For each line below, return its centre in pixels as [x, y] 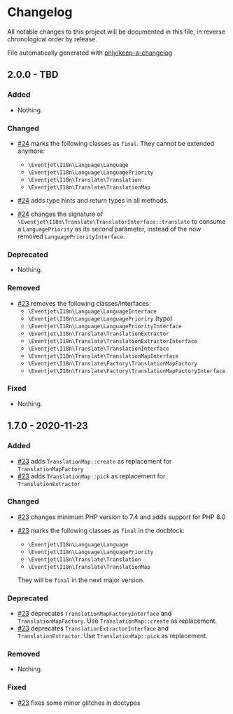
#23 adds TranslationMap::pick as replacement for [91, 476]
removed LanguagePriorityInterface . [71, 236]
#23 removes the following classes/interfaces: [84, 303]
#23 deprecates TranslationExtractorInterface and [93, 628]
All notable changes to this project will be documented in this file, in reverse [116, 32]
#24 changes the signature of [60, 214]
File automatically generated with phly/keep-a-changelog [90, 53]
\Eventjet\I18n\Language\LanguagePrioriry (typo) [100, 318]
